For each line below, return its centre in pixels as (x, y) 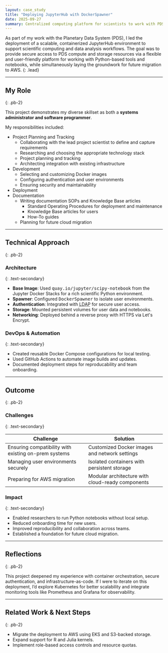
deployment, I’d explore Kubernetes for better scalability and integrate (77, 586)
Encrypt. (21, 320)
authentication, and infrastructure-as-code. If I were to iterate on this (76, 581)
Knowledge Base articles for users (63, 211)
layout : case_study (25, 10)
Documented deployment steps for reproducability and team (75, 364)
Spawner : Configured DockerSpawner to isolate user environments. (83, 299)
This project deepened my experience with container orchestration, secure (82, 576)
